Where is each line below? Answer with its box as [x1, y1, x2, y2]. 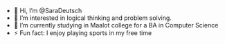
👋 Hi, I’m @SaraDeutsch [13, 7, 82, 14]
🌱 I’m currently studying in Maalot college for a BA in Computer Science [13, 21, 219, 29]
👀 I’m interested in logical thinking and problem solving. [13, 14, 172, 22]
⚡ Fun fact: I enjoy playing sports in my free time [13, 29, 152, 37]
